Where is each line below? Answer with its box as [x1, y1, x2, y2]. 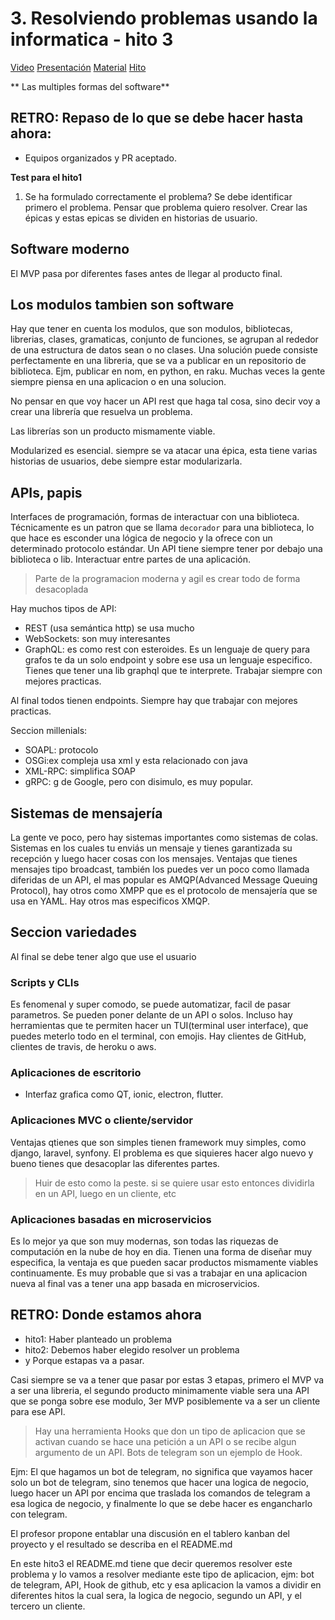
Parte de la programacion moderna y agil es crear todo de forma [34, 573, 301, 585]
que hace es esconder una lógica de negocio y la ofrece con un [10, 532, 273, 544]
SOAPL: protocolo [24, 744, 99, 756]
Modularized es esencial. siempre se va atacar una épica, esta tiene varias [10, 445, 318, 457]
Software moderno [10, 241, 130, 258]
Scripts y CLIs [10, 975, 80, 989]
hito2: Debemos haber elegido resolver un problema [24, 1343, 240, 1356]
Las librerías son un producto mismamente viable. [10, 425, 216, 437]
